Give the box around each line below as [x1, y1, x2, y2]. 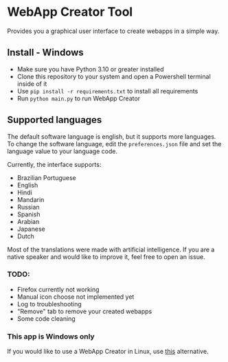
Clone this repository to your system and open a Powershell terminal [16, 72, 211, 80]
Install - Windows [7, 47, 84, 58]
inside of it [16, 80, 47, 88]
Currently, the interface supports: [7, 160, 102, 168]
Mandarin [16, 195, 45, 203]
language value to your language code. [7, 147, 118, 155]
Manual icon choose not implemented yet [16, 293, 135, 301]
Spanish [16, 210, 41, 218]
